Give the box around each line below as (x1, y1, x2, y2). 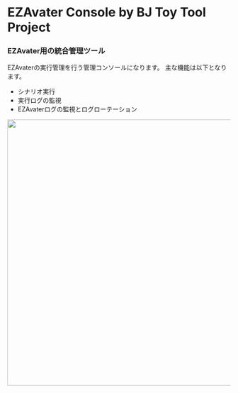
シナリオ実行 (17, 87, 55, 96)
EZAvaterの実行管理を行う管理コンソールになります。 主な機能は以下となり (7, 63, 227, 72)
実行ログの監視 (17, 96, 62, 105)
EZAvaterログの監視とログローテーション (17, 105, 137, 114)
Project (7, 19, 51, 35)
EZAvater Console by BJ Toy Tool (7, 4, 207, 21)
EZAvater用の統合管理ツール (7, 46, 106, 56)
